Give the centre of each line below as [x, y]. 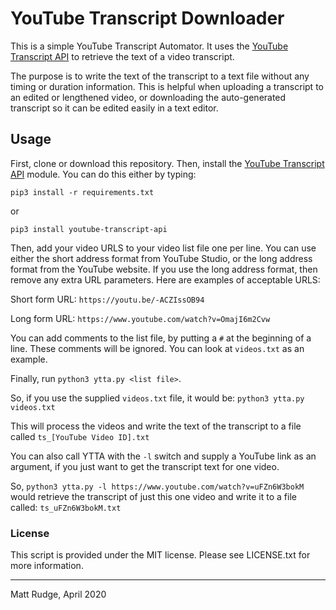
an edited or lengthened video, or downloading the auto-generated [148, 97]
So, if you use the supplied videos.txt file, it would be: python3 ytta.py [157, 398]
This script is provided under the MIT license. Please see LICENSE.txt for [160, 555]
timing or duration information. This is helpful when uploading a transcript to [167, 86]
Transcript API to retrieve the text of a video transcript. [122, 56]
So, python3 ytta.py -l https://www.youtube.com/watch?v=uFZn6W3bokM [157, 486]
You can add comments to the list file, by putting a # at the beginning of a [161, 338]
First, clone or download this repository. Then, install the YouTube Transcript [167, 163]
